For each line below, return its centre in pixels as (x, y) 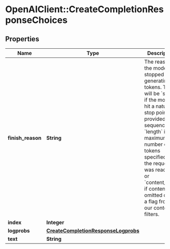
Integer (55, 222)
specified (155, 157)
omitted (153, 195)
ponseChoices (36, 20)
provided (155, 119)
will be (152, 94)
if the (150, 100)
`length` (153, 132)
